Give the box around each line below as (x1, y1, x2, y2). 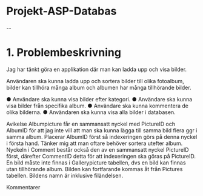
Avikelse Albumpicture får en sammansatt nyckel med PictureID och (6, 120, 176, 127)
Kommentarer (6, 183, 41, 191)
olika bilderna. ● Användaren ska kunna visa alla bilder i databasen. (6, 108, 176, 116)
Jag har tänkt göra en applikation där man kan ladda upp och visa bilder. (6, 66, 187, 73)
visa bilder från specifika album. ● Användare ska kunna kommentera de (6, 102, 189, 109)
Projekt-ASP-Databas (6, 4, 117, 18)
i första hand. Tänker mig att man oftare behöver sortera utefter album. (6, 140, 183, 147)
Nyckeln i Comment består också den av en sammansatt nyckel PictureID (6, 146, 189, 153)
